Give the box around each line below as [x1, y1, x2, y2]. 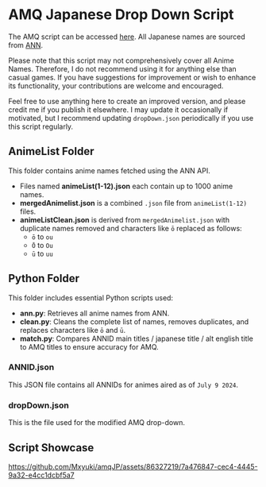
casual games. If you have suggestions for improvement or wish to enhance [8, 72, 256, 82]
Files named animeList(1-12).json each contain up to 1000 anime [19, 181, 233, 191]
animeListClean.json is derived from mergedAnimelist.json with [19, 215, 230, 224]
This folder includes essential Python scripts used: [8, 292, 173, 303]
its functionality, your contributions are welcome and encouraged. [8, 81, 224, 91]
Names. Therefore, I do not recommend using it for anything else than [8, 64, 237, 73]
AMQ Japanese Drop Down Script [8, 6, 234, 24]
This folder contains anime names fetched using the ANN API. [8, 165, 210, 176]
